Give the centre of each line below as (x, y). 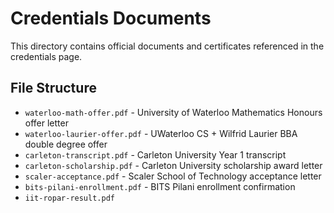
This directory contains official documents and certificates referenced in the (167, 46)
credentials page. (46, 56)
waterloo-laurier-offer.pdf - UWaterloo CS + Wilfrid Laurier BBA (161, 133)
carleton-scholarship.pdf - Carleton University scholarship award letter (173, 165)
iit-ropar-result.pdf (69, 198)
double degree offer (66, 144)
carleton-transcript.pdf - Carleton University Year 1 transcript (155, 154)
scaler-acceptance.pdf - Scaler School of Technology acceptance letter (173, 176)
